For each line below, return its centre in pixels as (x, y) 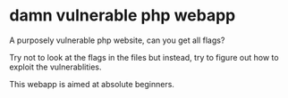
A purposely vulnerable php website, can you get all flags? (117, 40)
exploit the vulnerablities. (55, 67)
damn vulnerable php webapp (123, 16)
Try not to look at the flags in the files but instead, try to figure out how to (144, 57)
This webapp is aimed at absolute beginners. (92, 84)
